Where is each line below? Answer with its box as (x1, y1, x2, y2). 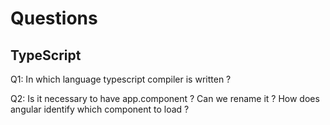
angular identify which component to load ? (10, 103, 190, 115)
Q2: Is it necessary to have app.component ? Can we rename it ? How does (10, 93, 320, 104)
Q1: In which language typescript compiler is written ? (10, 73, 232, 85)
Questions (10, 7, 98, 30)
